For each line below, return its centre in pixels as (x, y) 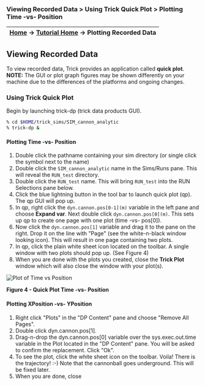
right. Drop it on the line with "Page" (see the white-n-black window (101, 233)
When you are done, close (48, 376)
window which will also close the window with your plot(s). (89, 266)
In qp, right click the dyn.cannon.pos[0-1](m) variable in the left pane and (107, 208)
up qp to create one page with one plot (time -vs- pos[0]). (88, 221)
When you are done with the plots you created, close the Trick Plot (100, 260)
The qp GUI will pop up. (45, 201)
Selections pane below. (45, 188)
